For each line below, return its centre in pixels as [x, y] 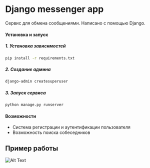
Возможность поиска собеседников [51, 132]
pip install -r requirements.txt [40, 58]
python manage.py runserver [34, 105]
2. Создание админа [28, 69]
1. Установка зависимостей [35, 46]
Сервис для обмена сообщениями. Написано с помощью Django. [75, 23]
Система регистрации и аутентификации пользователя [71, 127]
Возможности [21, 116]
